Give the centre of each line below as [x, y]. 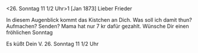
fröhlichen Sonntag [30, 32]
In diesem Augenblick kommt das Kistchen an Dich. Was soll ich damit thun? [99, 20]
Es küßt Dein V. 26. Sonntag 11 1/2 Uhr [52, 44]
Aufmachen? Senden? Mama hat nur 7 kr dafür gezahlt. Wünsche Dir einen [98, 26]
